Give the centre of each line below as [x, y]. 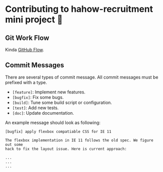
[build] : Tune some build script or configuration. [62, 102]
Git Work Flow [27, 38]
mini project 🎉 [34, 20]
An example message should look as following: [53, 123]
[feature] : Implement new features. [49, 92]
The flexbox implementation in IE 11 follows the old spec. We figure [79, 140]
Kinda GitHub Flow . [25, 50]
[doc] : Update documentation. [43, 113]
